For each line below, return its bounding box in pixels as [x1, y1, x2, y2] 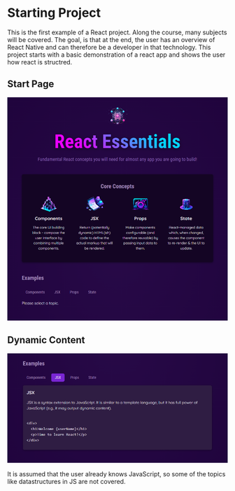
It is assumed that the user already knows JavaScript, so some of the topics [7, 470, 226, 478]
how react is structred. [7, 57, 73, 66]
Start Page [7, 78, 55, 90]
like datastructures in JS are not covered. [7, 478, 126, 486]
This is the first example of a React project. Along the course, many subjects [7, 28, 227, 36]
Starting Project [7, 5, 101, 21]
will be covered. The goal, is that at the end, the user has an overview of [7, 35, 215, 43]
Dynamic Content [7, 334, 85, 346]
